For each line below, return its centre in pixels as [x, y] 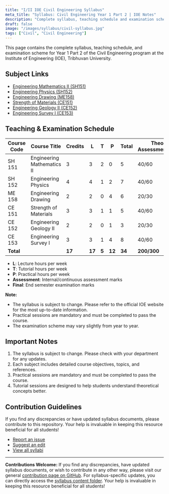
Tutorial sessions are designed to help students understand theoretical [86, 386]
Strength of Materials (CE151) [43, 102]
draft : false [19, 24]
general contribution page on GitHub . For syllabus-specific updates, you [80, 475]
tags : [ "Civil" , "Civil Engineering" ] [46, 33]
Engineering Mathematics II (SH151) [49, 86]
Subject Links [27, 74]
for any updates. [29, 359]
